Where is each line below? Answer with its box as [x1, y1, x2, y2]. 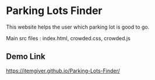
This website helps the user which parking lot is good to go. [6, 23, 150, 30]
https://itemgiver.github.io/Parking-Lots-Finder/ [6, 67, 121, 74]
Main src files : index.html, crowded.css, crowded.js [6, 34, 131, 41]
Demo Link [6, 51, 45, 62]
